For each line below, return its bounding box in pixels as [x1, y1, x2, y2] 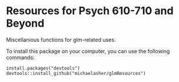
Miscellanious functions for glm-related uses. [6, 36, 116, 43]
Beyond [6, 17, 45, 30]
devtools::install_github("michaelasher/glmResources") [6, 70, 146, 76]
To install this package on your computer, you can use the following [6, 47, 170, 54]
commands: [6, 54, 35, 61]
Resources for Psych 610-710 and [6, 4, 174, 18]
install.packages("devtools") [6, 65, 81, 71]
